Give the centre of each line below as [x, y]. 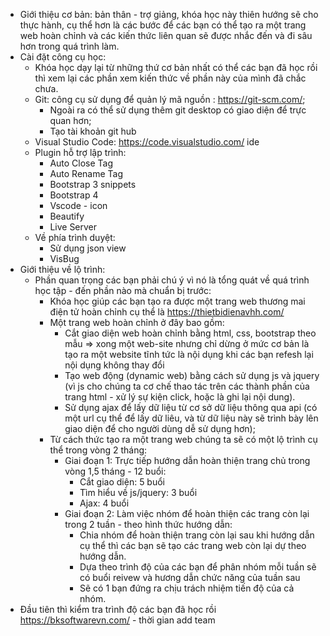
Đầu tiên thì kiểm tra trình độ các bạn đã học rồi [118, 609]
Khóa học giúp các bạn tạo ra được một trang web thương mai [177, 301]
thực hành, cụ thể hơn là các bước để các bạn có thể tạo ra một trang [163, 25]
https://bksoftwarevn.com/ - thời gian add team [117, 620]
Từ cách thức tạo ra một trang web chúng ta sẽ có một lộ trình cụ [183, 439]
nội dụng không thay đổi [114, 365]
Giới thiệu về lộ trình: [62, 269]
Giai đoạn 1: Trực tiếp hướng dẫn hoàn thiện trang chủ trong [187, 460]
